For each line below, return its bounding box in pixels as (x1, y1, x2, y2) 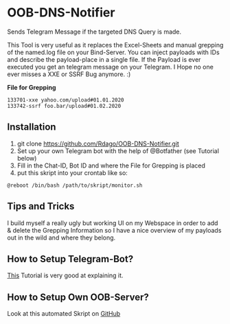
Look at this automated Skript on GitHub (7, 310, 121, 318)
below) (16, 154, 37, 162)
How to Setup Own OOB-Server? (7, 291, 150, 303)
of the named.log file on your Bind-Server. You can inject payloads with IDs (7, 48, 220, 56)
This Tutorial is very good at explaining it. (7, 271, 124, 279)
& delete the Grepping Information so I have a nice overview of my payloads (7, 226, 222, 234)
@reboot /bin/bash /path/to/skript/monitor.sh (7, 182, 143, 189)
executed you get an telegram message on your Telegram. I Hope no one (7, 62, 214, 71)
